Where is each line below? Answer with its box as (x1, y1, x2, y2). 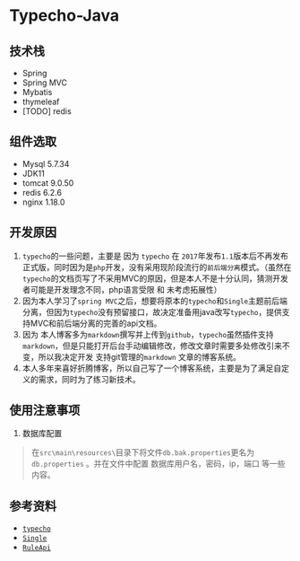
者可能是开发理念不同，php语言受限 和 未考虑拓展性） (21, 284, 222, 294)
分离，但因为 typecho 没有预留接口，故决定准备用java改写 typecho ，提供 (21, 306, 282, 317)
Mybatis (21, 87, 53, 97)
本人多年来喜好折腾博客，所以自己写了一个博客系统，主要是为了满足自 (21, 363, 282, 373)
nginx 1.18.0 (21, 197, 65, 207)
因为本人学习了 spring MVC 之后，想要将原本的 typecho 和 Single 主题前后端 (21, 295, 288, 306)
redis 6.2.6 (21, 187, 63, 197)
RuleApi (21, 544, 51, 553)
